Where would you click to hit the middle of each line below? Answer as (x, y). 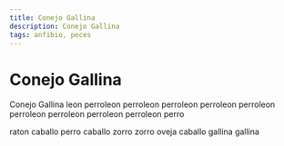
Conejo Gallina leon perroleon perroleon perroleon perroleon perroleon (142, 104)
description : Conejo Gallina (65, 26)
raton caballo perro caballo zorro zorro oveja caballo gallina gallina (134, 131)
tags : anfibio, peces (51, 34)
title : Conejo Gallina (52, 18)
